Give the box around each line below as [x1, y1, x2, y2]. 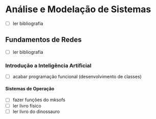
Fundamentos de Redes [5, 36, 82, 44]
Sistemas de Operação [5, 85, 55, 92]
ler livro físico [12, 103, 42, 109]
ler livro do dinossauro [12, 108, 60, 114]
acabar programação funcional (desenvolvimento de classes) [12, 74, 142, 80]
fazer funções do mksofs [12, 97, 66, 103]
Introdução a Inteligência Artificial [5, 62, 92, 69]
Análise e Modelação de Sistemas [5, 4, 151, 15]
